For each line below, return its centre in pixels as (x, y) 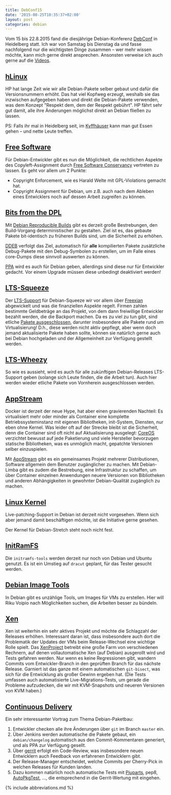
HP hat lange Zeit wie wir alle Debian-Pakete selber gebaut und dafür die (82, 89)
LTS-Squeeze (27, 288)
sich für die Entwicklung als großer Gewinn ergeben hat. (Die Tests (76, 674)
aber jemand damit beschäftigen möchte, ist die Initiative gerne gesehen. (82, 520)
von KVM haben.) (24, 691)
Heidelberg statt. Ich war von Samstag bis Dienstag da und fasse (74, 44)
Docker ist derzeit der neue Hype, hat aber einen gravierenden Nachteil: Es (84, 411)
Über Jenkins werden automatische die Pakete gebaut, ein (74, 734)
